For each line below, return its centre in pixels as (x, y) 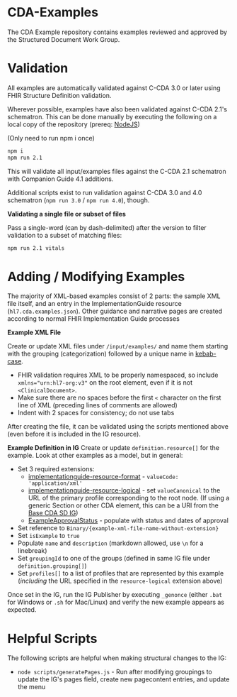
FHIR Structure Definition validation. (59, 95)
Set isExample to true (48, 536)
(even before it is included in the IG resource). (74, 434)
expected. (22, 610)
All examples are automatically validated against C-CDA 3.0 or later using (114, 88)
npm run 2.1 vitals (36, 248)
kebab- (206, 354)
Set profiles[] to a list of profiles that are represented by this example (121, 573)
